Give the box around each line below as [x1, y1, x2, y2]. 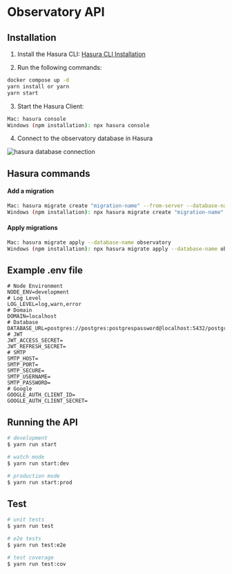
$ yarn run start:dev [7, 460, 70, 467]
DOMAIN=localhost [7, 313, 57, 320]
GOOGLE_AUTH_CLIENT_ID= [7, 392, 76, 399]
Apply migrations [7, 224, 58, 232]
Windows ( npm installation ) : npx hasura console [7, 122, 150, 128]
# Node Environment [7, 283, 64, 290]
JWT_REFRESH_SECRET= [7, 343, 67, 350]
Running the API [7, 416, 78, 428]
